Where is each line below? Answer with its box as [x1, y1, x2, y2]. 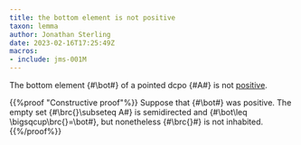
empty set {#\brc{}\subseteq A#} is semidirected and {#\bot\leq [9, 107, 248, 117]
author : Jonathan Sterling [9, 30, 111, 39]
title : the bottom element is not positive [9, 13, 176, 23]
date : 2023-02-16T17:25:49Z [9, 38, 116, 48]
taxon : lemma [9, 22, 59, 31]
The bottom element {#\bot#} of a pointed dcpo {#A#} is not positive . [9, 80, 268, 90]
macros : [9, 47, 39, 56]
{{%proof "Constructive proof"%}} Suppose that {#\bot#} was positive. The [9, 97, 292, 108]
